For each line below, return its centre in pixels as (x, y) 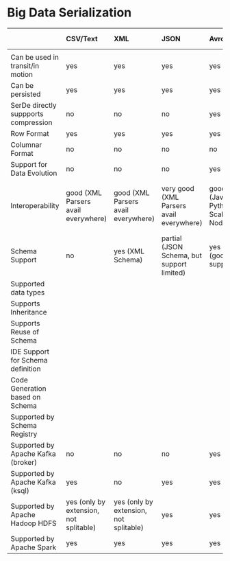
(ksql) (20, 490)
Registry (24, 434)
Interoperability (35, 205)
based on (26, 397)
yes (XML (129, 251)
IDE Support (30, 352)
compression (31, 122)
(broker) (24, 462)
